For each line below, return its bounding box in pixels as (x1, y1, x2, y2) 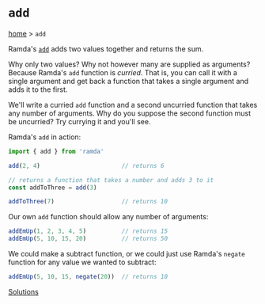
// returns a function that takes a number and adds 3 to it (8, 176, 214, 184)
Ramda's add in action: (8, 132, 81, 142)
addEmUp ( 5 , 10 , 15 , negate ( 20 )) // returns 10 (8, 273, 168, 281)
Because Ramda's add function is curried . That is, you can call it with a (8, 67, 237, 77)
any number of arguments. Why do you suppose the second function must (8, 108, 252, 118)
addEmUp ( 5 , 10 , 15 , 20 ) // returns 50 (8, 235, 168, 243)
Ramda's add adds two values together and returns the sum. (8, 44, 204, 53)
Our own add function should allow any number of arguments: (8, 212, 209, 222)
